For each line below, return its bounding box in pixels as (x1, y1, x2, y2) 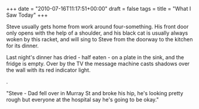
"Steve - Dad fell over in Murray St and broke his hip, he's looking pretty (6, 90, 183, 96)
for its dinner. (6, 42, 39, 49)
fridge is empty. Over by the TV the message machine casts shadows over (6, 60, 190, 67)
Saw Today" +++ (6, 11, 48, 19)
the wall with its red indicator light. (6, 66, 91, 74)
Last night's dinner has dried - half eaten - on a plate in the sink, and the (6, 54, 184, 60)
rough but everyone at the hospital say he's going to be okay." (6, 96, 160, 103)
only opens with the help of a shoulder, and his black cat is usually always (6, 29, 188, 37)
